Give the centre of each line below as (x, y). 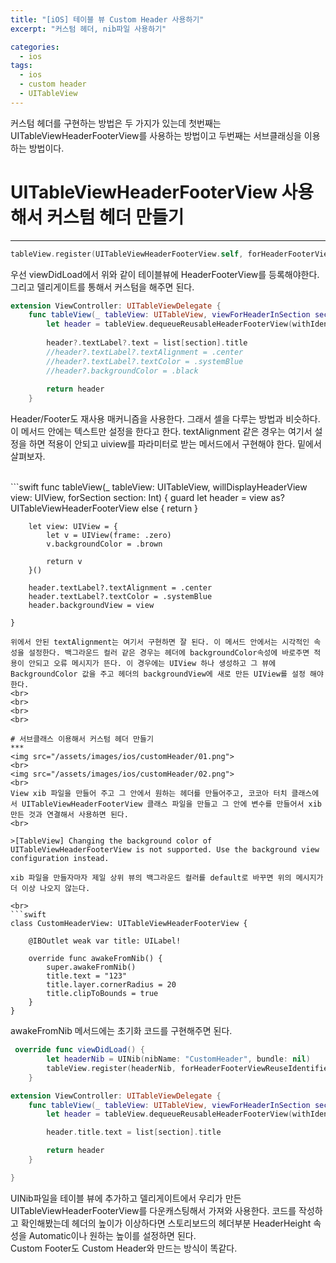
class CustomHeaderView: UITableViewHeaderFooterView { (129, 924)
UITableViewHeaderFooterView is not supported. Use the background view (165, 850)
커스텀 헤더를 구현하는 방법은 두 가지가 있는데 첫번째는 (116, 123)
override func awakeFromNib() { (95, 959)
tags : (21, 66)
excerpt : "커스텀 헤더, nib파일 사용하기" (88, 29)
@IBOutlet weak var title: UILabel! (105, 941)
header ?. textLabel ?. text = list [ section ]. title (147, 343)
